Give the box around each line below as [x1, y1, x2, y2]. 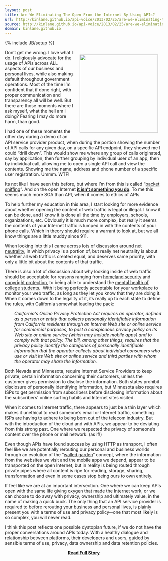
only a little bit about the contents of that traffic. [5, 259, 103, 265]
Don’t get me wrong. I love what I [5, 50, 73, 56]
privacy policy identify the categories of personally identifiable [14, 342, 144, 349]
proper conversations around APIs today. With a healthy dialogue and [5, 530, 148, 536]
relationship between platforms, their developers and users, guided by [5, 535, 150, 541]
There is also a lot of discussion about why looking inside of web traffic [5, 269, 152, 275]
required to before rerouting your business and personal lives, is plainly [5, 504, 152, 510]
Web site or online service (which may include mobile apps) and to [14, 332, 152, 338]
